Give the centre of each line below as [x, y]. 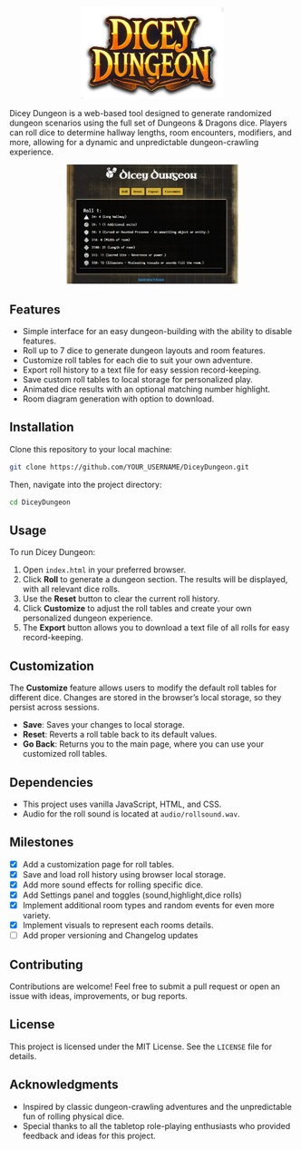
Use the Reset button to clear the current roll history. [121, 599]
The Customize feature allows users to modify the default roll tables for [143, 688]
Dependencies [51, 783]
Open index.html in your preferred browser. [104, 570]
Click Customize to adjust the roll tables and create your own [137, 609]
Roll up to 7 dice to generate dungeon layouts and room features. [144, 351]
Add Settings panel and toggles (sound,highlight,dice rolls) [132, 895]
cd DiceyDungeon [40, 502]
